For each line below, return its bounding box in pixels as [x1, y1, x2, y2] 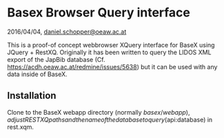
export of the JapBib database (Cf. [7, 55, 105, 63]
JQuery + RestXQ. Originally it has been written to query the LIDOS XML [7, 48, 212, 56]
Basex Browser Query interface [7, 5, 191, 21]
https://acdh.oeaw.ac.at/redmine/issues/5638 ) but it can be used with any [7, 62, 218, 71]
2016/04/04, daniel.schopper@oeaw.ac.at [7, 27, 127, 36]
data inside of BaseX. [7, 70, 68, 78]
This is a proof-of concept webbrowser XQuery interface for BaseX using [7, 41, 215, 49]
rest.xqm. [7, 122, 34, 131]
